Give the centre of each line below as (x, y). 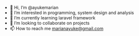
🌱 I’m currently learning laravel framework (52, 18)
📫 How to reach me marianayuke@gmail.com (57, 28)
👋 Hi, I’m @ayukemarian (34, 8)
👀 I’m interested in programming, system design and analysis (72, 13)
